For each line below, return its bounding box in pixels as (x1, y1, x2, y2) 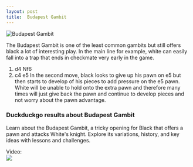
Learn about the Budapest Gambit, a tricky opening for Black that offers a (6, 124, 184, 131)
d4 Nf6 (14, 65, 32, 72)
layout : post (6, 8, 38, 15)
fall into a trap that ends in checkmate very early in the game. (6, 54, 154, 61)
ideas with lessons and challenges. (6, 137, 91, 144)
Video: (6, 148, 22, 155)
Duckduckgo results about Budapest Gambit (6, 111, 135, 119)
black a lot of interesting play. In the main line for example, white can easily (6, 47, 188, 54)
